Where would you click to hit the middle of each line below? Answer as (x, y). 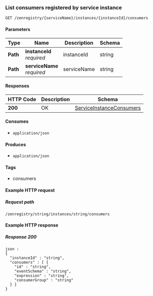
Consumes (17, 121)
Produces (16, 144)
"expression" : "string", (42, 276)
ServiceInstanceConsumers (108, 108)
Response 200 (21, 237)
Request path (20, 202)
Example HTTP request (30, 190)
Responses (17, 86)
